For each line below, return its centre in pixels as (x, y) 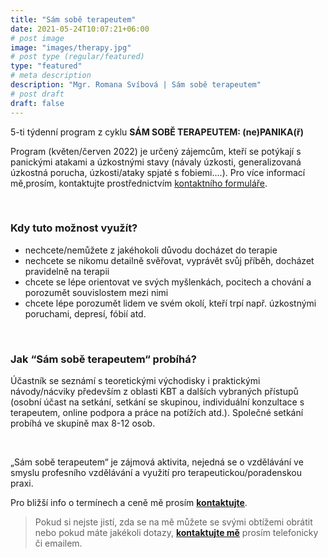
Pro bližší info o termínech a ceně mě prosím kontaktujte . (129, 503)
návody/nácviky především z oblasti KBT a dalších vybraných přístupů (154, 392)
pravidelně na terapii (67, 271)
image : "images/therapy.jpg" (71, 47)
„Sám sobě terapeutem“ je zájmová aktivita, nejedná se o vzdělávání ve (157, 462)
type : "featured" (46, 66)
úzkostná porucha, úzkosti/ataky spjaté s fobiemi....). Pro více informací (158, 172)
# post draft (37, 94)
